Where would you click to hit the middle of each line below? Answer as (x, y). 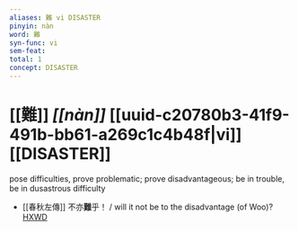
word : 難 (25, 34)
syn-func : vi (34, 43)
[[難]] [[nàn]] (57, 115)
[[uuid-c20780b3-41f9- (199, 115)
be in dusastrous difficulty (57, 188)
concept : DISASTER (44, 68)
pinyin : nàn (31, 26)
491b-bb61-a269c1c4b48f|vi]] (126, 135)
